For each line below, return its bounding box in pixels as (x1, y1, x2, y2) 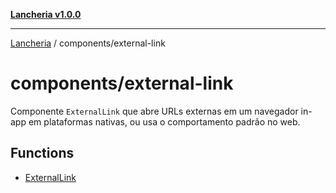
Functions (10, 145, 75, 162)
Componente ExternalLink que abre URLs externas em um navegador (10, 105, 299, 117)
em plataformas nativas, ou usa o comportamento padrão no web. (28, 115, 301, 128)
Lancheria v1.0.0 (10, 9, 82, 20)
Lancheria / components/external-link (10, 37, 166, 49)
